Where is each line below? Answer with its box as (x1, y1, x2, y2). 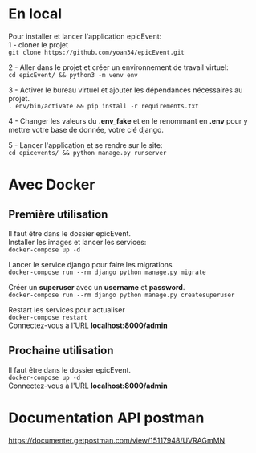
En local (8, 5, 63, 23)
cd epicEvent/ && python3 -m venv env (8, 71, 138, 79)
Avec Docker (8, 176, 95, 194)
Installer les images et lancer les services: (8, 237, 147, 247)
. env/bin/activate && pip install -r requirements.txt (8, 102, 199, 110)
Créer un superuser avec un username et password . (8, 282, 185, 292)
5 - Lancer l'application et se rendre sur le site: (8, 140, 163, 149)
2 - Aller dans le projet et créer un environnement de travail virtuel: (8, 62, 229, 72)
